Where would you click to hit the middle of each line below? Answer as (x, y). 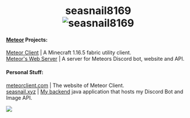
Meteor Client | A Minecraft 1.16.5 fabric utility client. (69, 53)
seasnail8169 (98, 11)
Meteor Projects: (27, 40)
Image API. (19, 98)
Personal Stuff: (25, 72)
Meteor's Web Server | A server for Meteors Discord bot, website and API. (95, 59)
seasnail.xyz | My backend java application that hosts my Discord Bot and (95, 91)
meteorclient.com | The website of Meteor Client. (65, 85)
